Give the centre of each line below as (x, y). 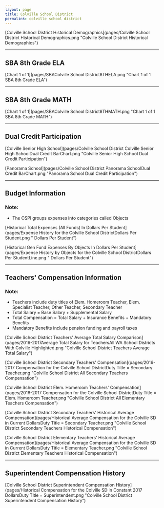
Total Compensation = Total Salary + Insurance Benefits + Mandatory (82, 317)
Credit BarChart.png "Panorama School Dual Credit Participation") (72, 173)
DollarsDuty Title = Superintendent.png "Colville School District (69, 495)
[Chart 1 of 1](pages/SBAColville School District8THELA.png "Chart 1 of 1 (78, 75)
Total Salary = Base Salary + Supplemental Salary (62, 313)
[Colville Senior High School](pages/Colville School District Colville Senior (79, 148)
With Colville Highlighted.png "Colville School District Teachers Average (77, 348)
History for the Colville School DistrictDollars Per (88, 233)
